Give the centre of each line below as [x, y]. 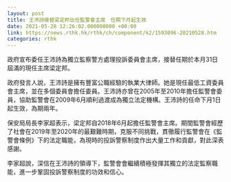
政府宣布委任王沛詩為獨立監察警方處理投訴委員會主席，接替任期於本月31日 [113, 60]
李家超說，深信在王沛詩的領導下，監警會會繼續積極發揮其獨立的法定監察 [109, 163]
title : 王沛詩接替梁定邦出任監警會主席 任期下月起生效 [77, 20]
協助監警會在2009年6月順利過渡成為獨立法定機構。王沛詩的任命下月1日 [120, 100]
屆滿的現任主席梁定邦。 [40, 68]
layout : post [26, 13]
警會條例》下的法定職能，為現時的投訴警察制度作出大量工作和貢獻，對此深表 [115, 140]
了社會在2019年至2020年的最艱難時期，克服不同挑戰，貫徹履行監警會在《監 [115, 132]
